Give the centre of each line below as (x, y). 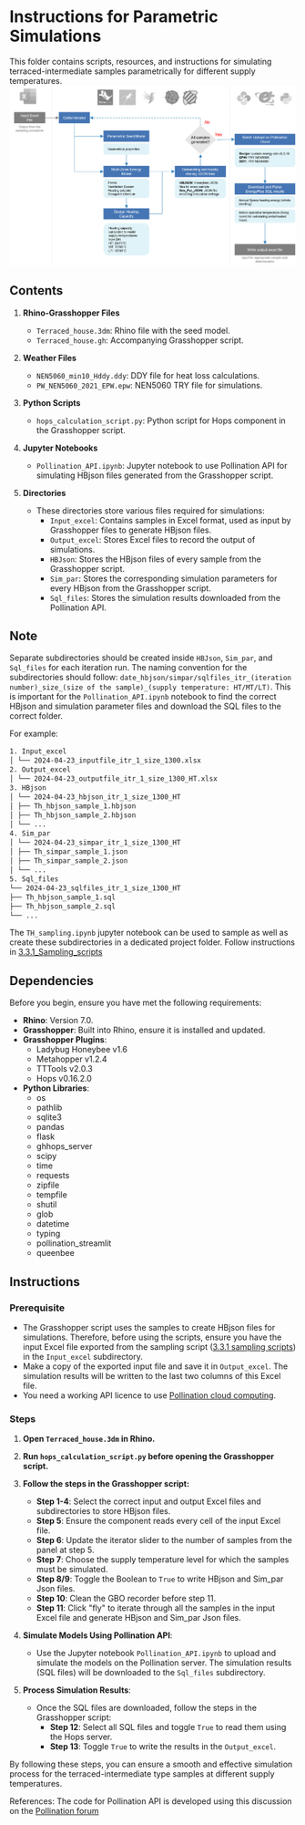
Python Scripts (51, 402)
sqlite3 (49, 1117)
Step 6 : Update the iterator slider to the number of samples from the (164, 1540)
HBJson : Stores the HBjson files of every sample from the (155, 559)
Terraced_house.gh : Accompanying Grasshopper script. (140, 340)
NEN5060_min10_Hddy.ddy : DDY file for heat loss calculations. (148, 375)
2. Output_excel (40, 770)
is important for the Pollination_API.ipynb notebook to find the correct (143, 697)
